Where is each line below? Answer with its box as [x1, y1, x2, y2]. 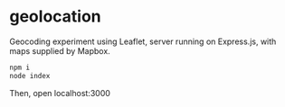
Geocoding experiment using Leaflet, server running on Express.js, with [9, 36, 277, 47]
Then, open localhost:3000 [9, 87, 111, 98]
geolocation [9, 6, 101, 27]
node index [9, 71, 51, 80]
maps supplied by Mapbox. [9, 45, 110, 56]
